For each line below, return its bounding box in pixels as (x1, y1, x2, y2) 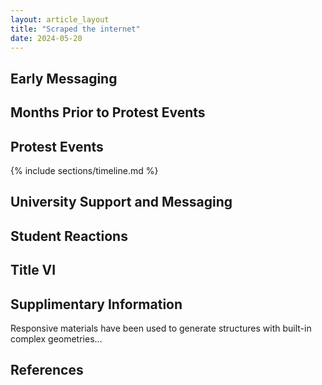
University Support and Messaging (10, 194, 233, 211)
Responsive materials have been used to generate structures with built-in (10, 322, 312, 334)
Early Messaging (10, 70, 118, 87)
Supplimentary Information (10, 296, 183, 313)
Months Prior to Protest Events (10, 104, 206, 121)
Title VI (10, 262, 57, 279)
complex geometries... (10, 332, 103, 345)
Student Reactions (10, 227, 128, 245)
